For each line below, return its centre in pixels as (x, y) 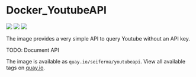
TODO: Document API (33, 50)
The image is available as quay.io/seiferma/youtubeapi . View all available (96, 61)
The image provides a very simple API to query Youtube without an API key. (98, 38)
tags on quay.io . (26, 68)
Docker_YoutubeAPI (56, 10)
